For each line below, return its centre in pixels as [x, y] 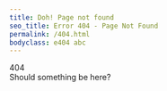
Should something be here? [60, 78]
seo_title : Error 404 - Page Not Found [84, 26]
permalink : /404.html [50, 34]
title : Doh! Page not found [62, 17]
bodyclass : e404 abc [48, 42]
